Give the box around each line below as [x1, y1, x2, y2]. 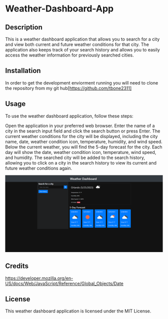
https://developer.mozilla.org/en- [5, 275, 73, 281]
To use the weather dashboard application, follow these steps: [5, 113, 133, 119]
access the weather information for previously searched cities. [5, 52, 134, 58]
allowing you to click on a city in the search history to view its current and [5, 159, 156, 165]
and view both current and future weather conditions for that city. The [5, 41, 149, 47]
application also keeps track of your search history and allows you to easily [5, 47, 160, 52]
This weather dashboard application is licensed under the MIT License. [5, 308, 151, 314]
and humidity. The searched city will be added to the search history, [5, 154, 145, 160]
